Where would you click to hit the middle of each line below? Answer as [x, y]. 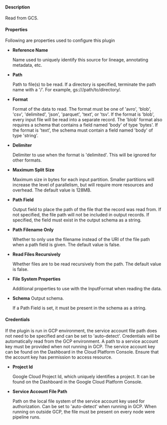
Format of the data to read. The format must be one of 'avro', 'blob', [82, 109]
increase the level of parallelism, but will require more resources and [83, 185]
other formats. [27, 160]
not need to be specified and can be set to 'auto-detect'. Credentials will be [83, 336]
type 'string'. [25, 136]
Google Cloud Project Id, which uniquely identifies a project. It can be [83, 376]
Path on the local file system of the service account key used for [79, 401]
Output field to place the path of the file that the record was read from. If [87, 210]
